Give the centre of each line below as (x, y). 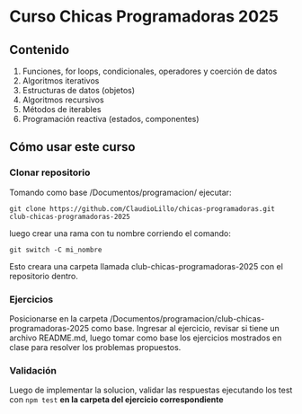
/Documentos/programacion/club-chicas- (187, 318)
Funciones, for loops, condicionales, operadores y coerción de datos (150, 71)
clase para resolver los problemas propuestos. (95, 347)
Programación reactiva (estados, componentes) (111, 119)
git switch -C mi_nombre (56, 250)
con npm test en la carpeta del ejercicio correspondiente (116, 400)
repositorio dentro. (44, 276)
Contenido (40, 50)
